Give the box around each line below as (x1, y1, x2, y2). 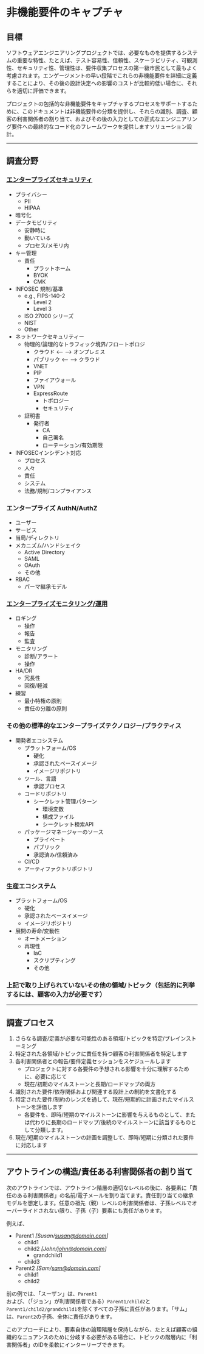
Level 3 (33, 305, 52, 312)
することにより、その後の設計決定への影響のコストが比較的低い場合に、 (6, 80, 187, 87)
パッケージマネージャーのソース (24, 828, 104, 835)
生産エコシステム (6, 882, 56, 890)
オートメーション (24, 935, 67, 942)
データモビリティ (15, 219, 58, 226)
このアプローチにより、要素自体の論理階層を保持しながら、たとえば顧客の (6, 1325, 192, 1333)
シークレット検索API (42, 821, 94, 828)
